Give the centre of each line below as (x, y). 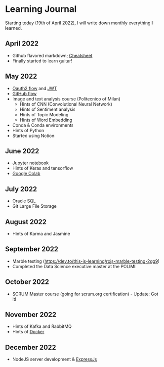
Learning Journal (41, 9)
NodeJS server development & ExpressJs (55, 359)
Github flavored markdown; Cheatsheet (52, 55)
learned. (14, 28)
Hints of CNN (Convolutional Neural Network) (66, 104)
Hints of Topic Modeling (44, 114)
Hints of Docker (28, 332)
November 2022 (31, 315)
